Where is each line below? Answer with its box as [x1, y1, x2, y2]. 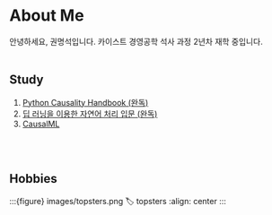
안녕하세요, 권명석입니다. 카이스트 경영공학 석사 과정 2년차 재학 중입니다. [9, 36, 263, 47]
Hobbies [9, 171, 58, 186]
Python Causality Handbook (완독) [22, 97, 149, 107]
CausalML [22, 118, 60, 129]
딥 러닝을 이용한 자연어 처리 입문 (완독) [22, 108, 158, 119]
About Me [9, 5, 84, 26]
